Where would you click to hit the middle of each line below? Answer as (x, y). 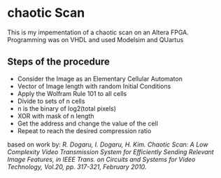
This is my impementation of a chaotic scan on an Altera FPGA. (98, 32)
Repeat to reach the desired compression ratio (84, 130)
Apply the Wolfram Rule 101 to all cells (72, 93)
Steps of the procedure (59, 62)
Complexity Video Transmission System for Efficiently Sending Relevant (111, 151)
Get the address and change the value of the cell (88, 123)
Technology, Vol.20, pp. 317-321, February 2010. (77, 167)
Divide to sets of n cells (51, 101)
